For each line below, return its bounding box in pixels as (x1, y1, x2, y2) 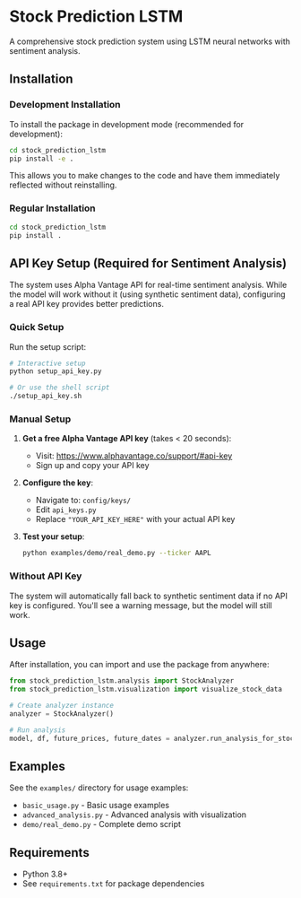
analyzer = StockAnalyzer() (9, 709, 115, 719)
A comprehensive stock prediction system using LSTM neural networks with (9, 36, 291, 47)
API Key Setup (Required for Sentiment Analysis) (9, 256, 288, 271)
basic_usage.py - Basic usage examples (21, 800, 170, 811)
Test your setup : (21, 531, 85, 542)
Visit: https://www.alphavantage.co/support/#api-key (35, 450, 233, 461)
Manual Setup (9, 413, 72, 425)
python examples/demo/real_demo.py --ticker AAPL (21, 549, 212, 558)
